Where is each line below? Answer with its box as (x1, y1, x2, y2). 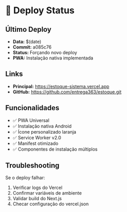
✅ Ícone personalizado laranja (12, 129, 77, 135)
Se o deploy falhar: (5, 175, 45, 181)
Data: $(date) (12, 38, 41, 45)
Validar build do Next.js (12, 196, 62, 202)
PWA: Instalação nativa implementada (12, 55, 94, 61)
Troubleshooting (5, 161, 60, 170)
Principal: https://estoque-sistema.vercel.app (12, 83, 110, 89)
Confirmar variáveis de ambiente (12, 190, 82, 196)
